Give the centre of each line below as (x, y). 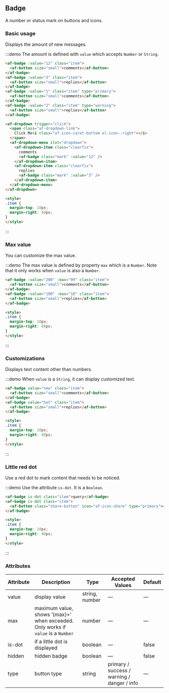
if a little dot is (51, 641)
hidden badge (51, 656)
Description (56, 582)
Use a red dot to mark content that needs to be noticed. (63, 478)
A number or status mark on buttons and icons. (54, 20)
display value (50, 597)
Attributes (18, 566)
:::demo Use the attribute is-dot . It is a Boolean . (54, 487)
